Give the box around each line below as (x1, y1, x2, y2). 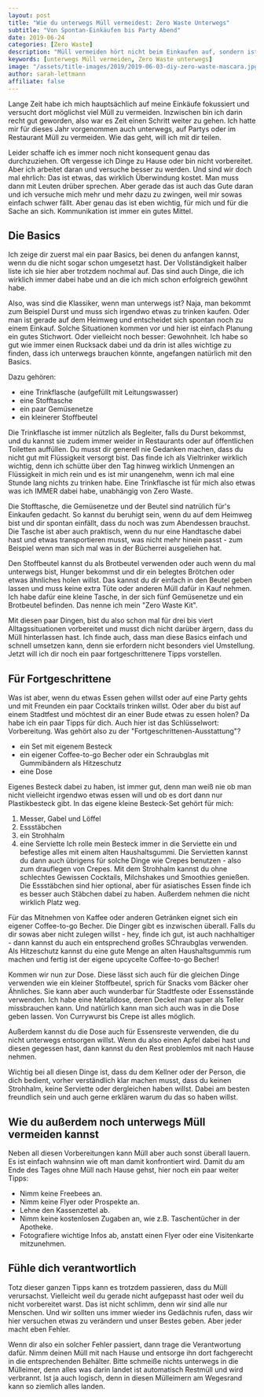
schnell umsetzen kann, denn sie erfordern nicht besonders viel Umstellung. (8, 641, 255, 650)
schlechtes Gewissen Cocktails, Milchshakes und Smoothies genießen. (19, 873, 250, 882)
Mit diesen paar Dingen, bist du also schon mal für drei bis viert (8, 615, 214, 626)
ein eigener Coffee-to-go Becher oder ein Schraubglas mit (19, 750, 210, 759)
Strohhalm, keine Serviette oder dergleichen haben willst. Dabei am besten (8, 1084, 250, 1094)
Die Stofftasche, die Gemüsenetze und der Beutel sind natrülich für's (8, 501, 231, 512)
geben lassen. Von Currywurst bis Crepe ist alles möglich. (8, 1012, 196, 1022)
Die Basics (8, 229, 60, 242)
